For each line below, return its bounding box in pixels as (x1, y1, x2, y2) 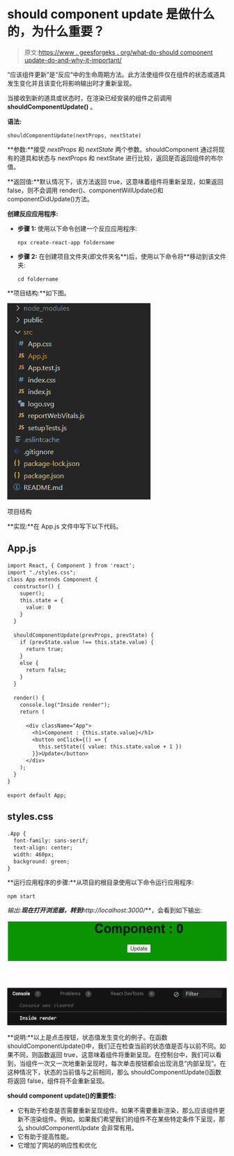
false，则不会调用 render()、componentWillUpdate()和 (7, 186, 164, 194)
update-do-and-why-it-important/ (24, 56, 122, 64)
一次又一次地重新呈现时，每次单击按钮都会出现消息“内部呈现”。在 (37, 1059, 226, 1068)
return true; (25, 646, 64, 653)
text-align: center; (13, 844, 73, 851)
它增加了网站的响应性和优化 (17, 1141, 97, 1150)
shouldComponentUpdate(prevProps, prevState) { (13, 632, 155, 639)
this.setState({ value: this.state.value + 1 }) (38, 743, 182, 750)
